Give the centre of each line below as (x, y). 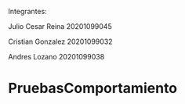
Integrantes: (27, 11)
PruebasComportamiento (93, 88)
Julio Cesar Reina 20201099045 (60, 26)
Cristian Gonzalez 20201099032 (60, 41)
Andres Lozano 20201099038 (56, 57)
